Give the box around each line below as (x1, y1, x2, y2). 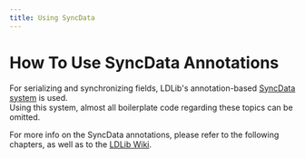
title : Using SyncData (9, 13, 95, 23)
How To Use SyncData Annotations (9, 52, 280, 73)
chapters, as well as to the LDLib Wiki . (9, 138, 152, 150)
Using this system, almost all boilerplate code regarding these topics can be (9, 102, 293, 113)
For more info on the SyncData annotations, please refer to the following (9, 129, 280, 140)
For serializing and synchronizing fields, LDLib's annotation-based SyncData (9, 83, 296, 94)
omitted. (9, 111, 41, 123)
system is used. (9, 92, 68, 103)
